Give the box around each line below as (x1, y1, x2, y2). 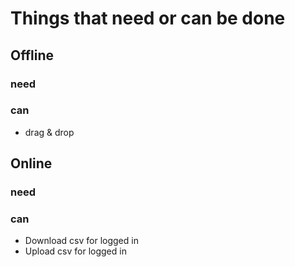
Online (10, 155, 53, 172)
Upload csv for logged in (24, 245, 127, 257)
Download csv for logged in (24, 235, 139, 247)
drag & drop (24, 126, 75, 138)
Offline (10, 47, 54, 64)
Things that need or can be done (10, 7, 286, 30)
